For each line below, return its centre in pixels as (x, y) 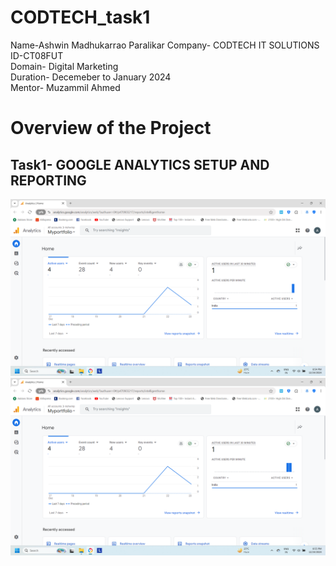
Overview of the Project (111, 128)
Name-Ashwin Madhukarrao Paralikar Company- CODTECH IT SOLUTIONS (165, 45)
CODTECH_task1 (80, 17)
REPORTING (48, 180)
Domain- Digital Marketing (64, 66)
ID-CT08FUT (37, 55)
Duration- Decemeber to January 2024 (91, 77)
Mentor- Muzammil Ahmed (65, 87)
